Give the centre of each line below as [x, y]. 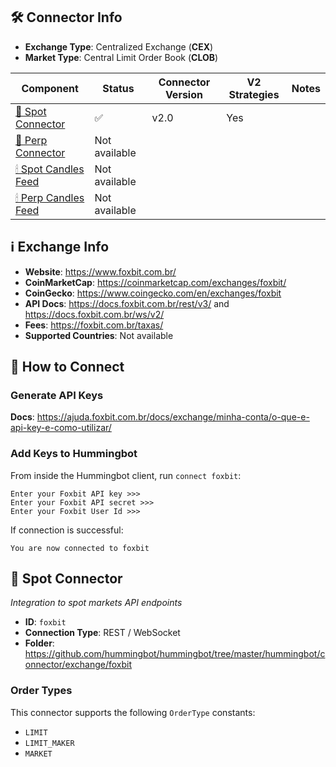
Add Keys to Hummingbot [74, 454]
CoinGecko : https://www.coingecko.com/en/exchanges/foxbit [153, 293]
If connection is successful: [67, 530]
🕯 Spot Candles [50, 169]
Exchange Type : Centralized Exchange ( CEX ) [119, 46]
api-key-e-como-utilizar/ [61, 428]
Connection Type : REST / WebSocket [102, 633]
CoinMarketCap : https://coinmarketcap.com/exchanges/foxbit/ [155, 282]
